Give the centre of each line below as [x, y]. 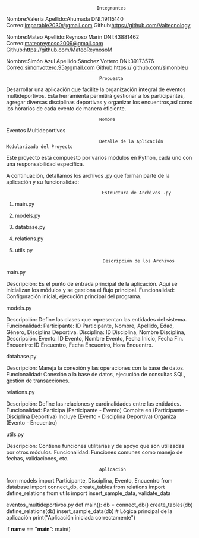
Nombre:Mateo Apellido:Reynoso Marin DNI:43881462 [73, 37]
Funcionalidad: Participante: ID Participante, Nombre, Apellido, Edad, [90, 326]
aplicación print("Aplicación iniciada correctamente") [71, 517]
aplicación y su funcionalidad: [43, 182]
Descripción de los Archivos [139, 261]
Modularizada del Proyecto [40, 147]
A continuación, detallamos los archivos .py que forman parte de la [88, 176]
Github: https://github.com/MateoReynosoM [59, 50]
